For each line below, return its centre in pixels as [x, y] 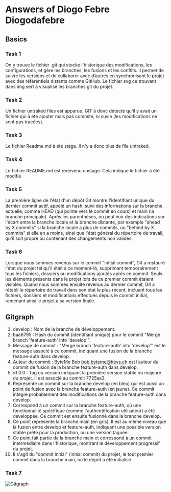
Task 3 [14, 135]
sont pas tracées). [25, 122]
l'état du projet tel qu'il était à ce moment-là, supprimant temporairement [82, 268]
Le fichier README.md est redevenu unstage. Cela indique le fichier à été [82, 170]
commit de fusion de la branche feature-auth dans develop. [75, 367]
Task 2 [14, 100]
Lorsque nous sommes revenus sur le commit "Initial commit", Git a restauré [85, 263]
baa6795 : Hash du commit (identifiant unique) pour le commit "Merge [87, 335]
